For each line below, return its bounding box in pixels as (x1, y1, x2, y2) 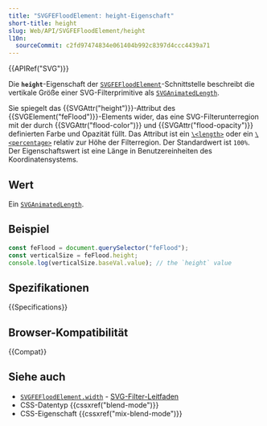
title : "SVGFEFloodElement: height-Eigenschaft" (8, 11, 175, 20)
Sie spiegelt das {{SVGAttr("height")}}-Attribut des (8, 104, 175, 113)
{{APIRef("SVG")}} (8, 63, 70, 73)
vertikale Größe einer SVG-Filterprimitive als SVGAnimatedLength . (8, 88, 220, 97)
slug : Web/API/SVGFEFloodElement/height (8, 27, 146, 35)
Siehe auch (8, 371, 66, 384)
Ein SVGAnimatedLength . (8, 199, 84, 209)
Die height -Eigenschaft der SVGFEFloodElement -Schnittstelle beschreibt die (8, 80, 255, 89)
